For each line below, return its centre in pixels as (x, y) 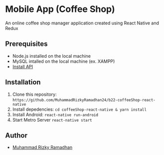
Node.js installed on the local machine (52, 56)
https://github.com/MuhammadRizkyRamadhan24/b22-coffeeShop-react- (84, 100)
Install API (23, 66)
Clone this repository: (34, 94)
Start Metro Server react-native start (52, 120)
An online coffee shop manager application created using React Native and (82, 23)
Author (16, 135)
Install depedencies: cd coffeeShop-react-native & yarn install (80, 109)
